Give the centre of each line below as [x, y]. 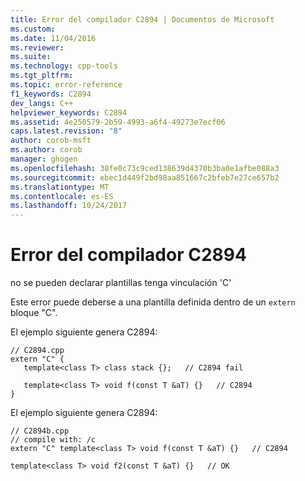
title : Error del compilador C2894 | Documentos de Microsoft [142, 19]
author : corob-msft [51, 141]
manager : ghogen [44, 159]
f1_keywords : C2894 [51, 94]
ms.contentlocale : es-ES [62, 196]
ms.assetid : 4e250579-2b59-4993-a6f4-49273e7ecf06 [118, 122]
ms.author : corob [46, 150]
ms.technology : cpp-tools [64, 66]
